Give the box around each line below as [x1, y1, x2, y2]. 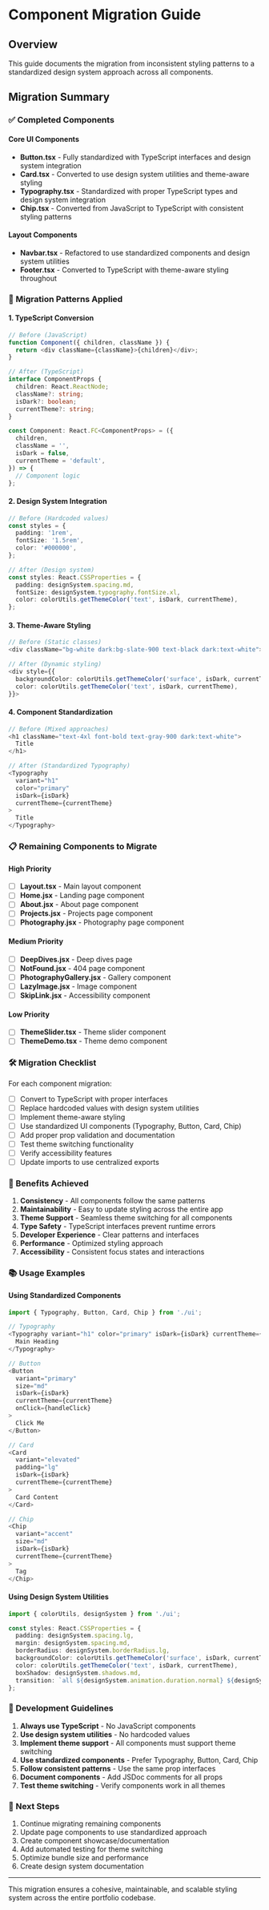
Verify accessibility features [19, 1148, 112, 1158]
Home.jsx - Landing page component [19, 891, 145, 901]
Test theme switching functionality [19, 1139, 134, 1149]
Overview [8, 38, 58, 51]
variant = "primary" [15, 1374, 78, 1383]
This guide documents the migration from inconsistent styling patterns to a [8, 58, 255, 68]
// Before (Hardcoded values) [8, 514, 110, 522]
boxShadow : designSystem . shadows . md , [15, 1669, 142, 1677]
